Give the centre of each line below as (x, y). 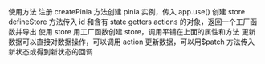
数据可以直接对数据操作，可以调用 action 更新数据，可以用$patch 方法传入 (132, 42)
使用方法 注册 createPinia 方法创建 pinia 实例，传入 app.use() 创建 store (127, 12)
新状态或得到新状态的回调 (51, 52)
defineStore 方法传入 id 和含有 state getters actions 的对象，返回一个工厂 (129, 22)
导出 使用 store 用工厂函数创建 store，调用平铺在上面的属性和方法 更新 (139, 32)
